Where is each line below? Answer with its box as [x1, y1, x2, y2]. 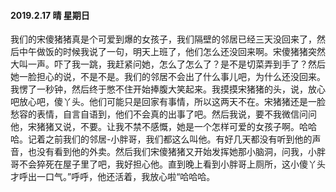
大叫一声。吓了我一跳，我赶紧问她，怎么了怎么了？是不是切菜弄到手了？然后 [10, 58, 326, 70]
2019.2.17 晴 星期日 [10, 9, 90, 21]
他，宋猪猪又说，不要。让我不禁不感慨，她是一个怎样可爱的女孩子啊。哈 [10, 121, 308, 133]
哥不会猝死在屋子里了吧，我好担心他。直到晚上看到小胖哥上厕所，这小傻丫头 [10, 158, 326, 170]
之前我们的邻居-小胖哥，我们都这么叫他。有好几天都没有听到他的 [44, 133, 313, 145]
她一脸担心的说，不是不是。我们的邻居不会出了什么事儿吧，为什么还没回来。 [10, 71, 326, 83]
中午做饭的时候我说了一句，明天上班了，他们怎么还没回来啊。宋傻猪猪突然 [18, 46, 326, 58]
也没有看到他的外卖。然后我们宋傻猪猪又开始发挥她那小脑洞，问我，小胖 [27, 146, 326, 158]
